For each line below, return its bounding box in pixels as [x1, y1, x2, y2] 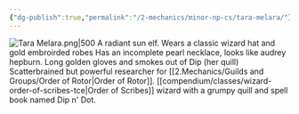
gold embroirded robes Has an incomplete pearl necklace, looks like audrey [9, 46, 287, 58]
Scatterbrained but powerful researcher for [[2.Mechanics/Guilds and [9, 66, 264, 77]
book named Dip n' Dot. [9, 94, 96, 105]
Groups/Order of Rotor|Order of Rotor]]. [9, 75, 156, 85]
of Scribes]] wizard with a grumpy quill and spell [110, 85, 288, 95]
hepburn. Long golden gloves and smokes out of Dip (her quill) [9, 56, 239, 67]
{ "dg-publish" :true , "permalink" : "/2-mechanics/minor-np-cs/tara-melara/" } [9, 12, 293, 22]
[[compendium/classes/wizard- [157, 75, 272, 85]
